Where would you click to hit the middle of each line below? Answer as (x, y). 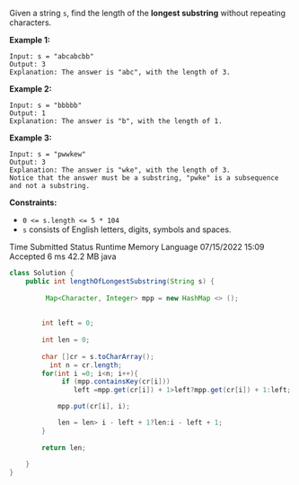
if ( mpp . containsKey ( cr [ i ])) (116, 382)
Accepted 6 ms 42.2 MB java (63, 256)
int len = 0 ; (66, 340)
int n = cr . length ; (86, 365)
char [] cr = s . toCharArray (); (98, 356)
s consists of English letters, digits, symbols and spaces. (127, 229)
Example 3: (31, 138)
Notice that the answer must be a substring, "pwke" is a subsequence (144, 178)
